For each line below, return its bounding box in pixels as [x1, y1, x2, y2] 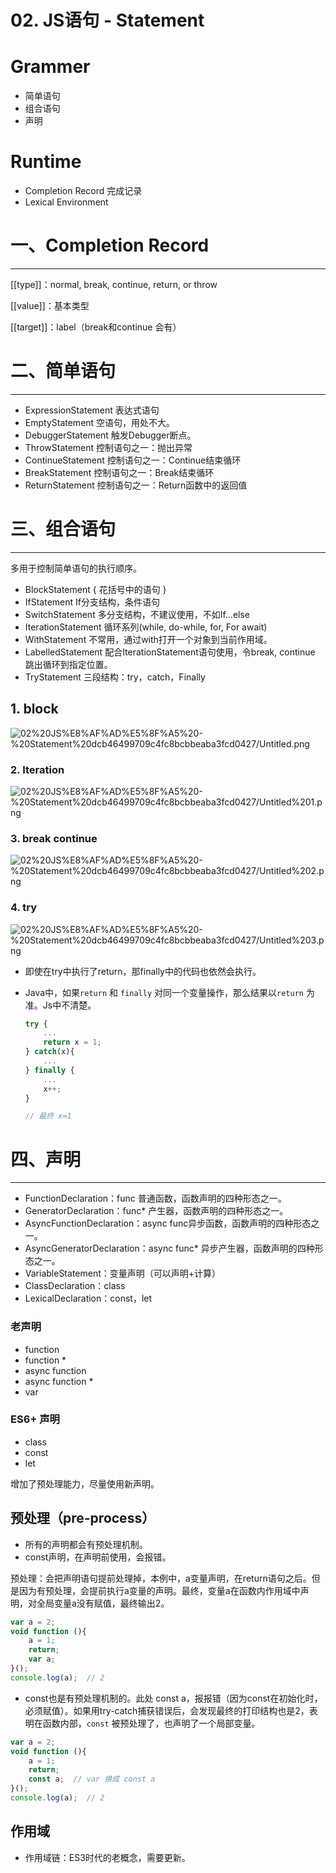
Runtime [10, 151, 82, 173]
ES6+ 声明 [10, 1412, 60, 1426]
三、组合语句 [10, 518, 117, 541]
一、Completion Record [10, 234, 210, 257]
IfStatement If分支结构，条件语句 [24, 596, 160, 608]
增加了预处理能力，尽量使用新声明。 [10, 1477, 160, 1490]
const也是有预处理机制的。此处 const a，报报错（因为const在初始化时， [24, 1692, 323, 1704]
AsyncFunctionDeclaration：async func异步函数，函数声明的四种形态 [24, 1217, 312, 1230]
